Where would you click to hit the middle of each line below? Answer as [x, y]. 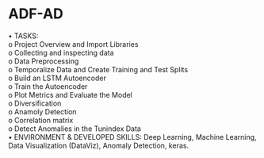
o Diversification [35, 103]
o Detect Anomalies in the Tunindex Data [75, 129]
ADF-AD [36, 14]
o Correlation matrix [41, 120]
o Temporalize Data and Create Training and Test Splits [98, 69]
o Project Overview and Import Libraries [73, 44]
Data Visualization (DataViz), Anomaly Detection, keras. [98, 145]
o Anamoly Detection [42, 111]
